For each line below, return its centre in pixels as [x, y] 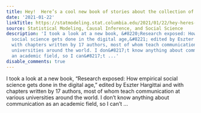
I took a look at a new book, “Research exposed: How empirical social [92, 79]
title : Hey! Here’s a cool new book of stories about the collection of [100, 12]
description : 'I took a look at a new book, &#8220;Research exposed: [96, 34]
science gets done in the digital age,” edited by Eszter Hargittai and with [95, 84]
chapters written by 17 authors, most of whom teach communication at [93, 91]
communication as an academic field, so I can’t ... [67, 103]
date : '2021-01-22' [31, 17]
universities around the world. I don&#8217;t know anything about [98, 51]
